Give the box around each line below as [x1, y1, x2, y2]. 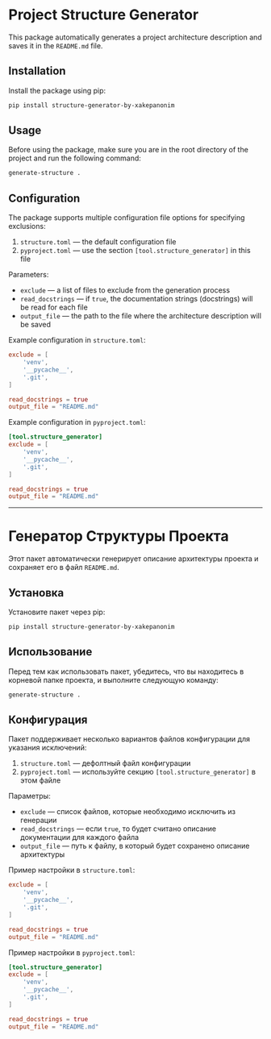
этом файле [19, 775, 61, 785]
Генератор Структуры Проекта [8, 527, 229, 546]
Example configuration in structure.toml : [8, 335, 146, 345]
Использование [8, 645, 93, 659]
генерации [19, 816, 57, 825]
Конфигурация [8, 713, 88, 726]
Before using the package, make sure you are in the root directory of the [8, 145, 248, 155]
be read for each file [19, 302, 89, 312]
